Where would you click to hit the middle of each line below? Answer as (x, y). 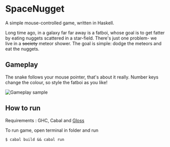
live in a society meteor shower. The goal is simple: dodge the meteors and (83, 43)
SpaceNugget (35, 9)
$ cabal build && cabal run (35, 139)
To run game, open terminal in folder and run (52, 130)
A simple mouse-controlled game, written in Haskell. (60, 23)
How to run (23, 108)
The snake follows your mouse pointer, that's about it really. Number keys (82, 77)
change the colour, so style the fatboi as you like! (56, 82)
